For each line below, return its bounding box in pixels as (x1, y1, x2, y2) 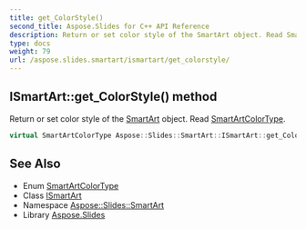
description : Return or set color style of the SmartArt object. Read (9, 30, 283, 39)
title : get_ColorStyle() (9, 13, 104, 23)
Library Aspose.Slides (22, 209, 106, 220)
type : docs (9, 38, 51, 48)
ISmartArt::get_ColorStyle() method (9, 89, 218, 105)
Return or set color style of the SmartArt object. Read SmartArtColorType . (9, 113, 286, 124)
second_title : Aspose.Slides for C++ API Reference (9, 22, 209, 31)
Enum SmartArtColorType (22, 180, 119, 191)
